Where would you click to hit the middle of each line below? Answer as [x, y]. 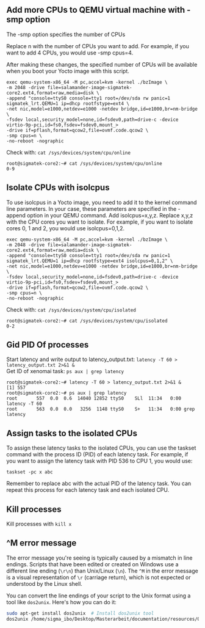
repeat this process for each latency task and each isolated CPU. [88, 490]
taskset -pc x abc [30, 472]
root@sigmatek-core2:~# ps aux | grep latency [67, 393]
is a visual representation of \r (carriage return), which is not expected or [99, 577]
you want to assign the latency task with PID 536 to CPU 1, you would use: [99, 461]
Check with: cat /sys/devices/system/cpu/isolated [71, 309]
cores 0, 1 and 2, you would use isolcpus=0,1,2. [66, 228]
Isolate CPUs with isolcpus [58, 188]
